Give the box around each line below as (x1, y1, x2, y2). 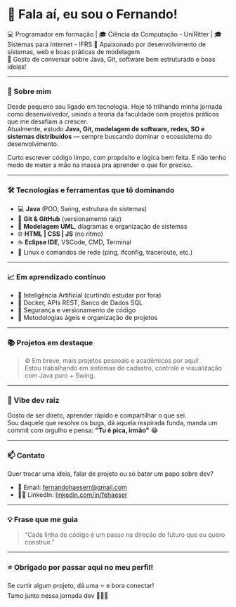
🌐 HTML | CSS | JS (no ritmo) (17, 229, 104, 238)
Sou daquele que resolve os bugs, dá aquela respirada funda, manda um (7, 419, 218, 427)
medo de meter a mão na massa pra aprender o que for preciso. (7, 161, 193, 169)
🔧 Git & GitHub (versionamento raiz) (17, 214, 122, 223)
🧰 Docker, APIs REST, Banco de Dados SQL (17, 298, 143, 307)
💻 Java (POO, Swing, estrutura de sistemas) (17, 204, 147, 213)
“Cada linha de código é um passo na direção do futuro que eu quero (24, 531, 225, 539)
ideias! (7, 62, 27, 71)
